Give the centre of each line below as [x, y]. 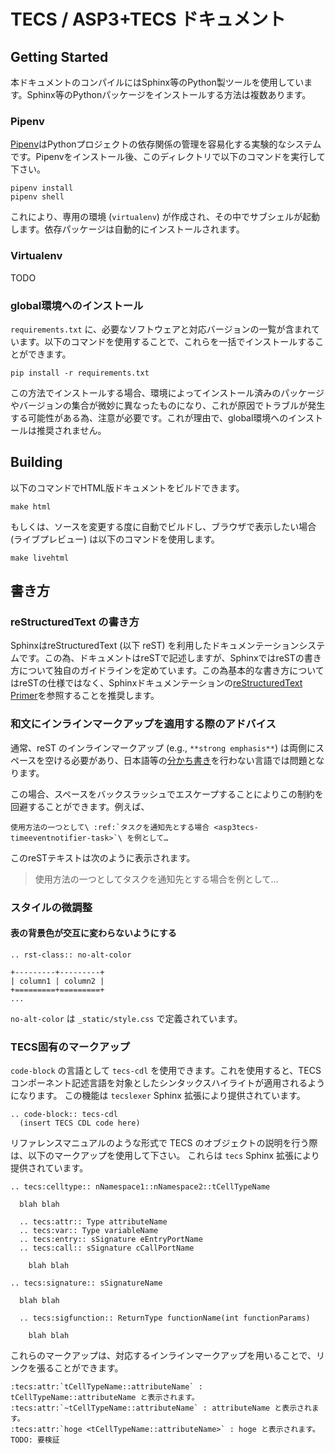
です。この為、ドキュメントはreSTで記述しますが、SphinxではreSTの [161, 658]
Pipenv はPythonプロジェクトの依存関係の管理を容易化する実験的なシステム [166, 144]
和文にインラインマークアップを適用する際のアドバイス [143, 724]
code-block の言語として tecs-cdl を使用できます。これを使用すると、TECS [166, 1071]
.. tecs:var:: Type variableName [89, 1231]
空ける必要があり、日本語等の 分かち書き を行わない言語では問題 [176, 760]
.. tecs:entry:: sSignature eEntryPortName [111, 1240]
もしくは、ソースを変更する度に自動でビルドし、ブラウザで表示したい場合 [163, 526]
